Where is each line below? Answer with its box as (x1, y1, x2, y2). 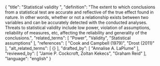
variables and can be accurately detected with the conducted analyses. (5, 19, 147, 25)
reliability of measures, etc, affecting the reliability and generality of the (5, 30, 147, 35)
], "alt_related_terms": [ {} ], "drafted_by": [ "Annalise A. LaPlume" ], (5, 46, 140, 51)
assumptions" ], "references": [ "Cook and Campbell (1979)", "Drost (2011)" (5, 40, 155, 46)
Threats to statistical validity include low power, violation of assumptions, (5, 25, 151, 31)
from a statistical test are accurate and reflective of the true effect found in (5, 9, 154, 15)
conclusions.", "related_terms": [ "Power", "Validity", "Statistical (5, 35, 131, 41)
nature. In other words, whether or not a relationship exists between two (5, 15, 149, 20)
